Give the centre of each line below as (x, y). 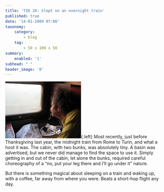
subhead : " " (19, 64)
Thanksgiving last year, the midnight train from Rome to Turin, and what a (81, 142)
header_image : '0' (24, 69)
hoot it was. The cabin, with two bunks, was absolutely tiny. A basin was (80, 148)
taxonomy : (16, 27)
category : (25, 32)
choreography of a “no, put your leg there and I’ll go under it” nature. (77, 164)
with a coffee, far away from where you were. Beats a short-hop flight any (82, 179)
